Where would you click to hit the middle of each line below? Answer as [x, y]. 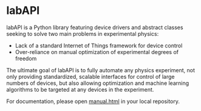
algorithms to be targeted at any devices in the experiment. [80, 89]
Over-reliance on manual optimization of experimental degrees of [97, 52]
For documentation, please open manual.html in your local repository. [93, 101]
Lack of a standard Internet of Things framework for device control [99, 45]
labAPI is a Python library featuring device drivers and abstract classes [95, 27]
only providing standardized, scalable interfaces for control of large [90, 76]
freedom [26, 58]
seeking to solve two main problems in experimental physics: [83, 33]
